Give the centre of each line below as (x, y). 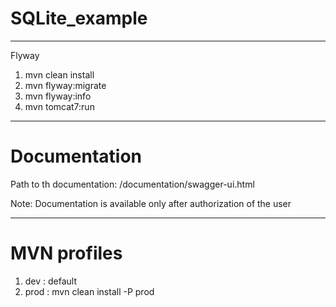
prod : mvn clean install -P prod (89, 291)
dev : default (51, 281)
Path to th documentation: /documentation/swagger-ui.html (132, 184)
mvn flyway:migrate (65, 85)
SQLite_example (79, 18)
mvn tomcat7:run (59, 106)
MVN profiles (66, 253)
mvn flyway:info (58, 96)
